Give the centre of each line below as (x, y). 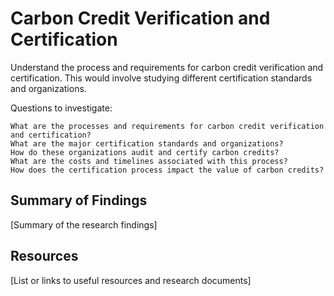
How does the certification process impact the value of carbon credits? (167, 170)
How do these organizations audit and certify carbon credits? (145, 152)
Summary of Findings (79, 200)
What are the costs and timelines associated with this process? (149, 161)
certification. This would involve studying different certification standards (161, 78)
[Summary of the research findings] (84, 224)
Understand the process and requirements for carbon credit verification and (167, 67)
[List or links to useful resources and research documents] (131, 280)
